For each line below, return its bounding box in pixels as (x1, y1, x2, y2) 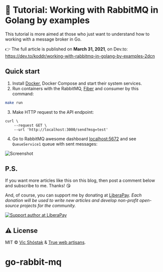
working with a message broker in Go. (5, 36, 82, 42)
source (5, 203, 20, 209)
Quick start (5, 67, 40, 75)
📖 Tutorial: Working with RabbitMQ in (5, 4, 159, 16)
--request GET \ (14, 123, 47, 128)
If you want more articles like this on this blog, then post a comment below (5, 177, 155, 183)
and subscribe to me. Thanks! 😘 (5, 183, 71, 189)
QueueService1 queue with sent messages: (12, 141, 98, 147)
